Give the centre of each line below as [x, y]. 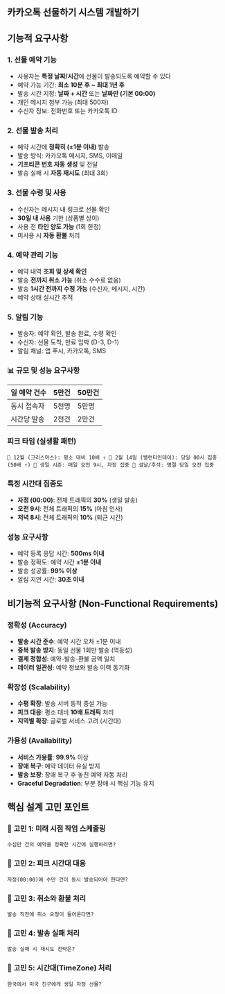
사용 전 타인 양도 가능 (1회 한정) [59, 226]
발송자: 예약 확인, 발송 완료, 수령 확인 [67, 334]
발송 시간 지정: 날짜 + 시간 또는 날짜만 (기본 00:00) [86, 94]
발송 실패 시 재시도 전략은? [41, 950]
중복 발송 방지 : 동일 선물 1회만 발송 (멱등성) [75, 650]
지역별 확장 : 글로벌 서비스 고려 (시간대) [69, 721]
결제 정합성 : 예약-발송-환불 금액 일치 [66, 659]
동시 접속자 [28, 406]
